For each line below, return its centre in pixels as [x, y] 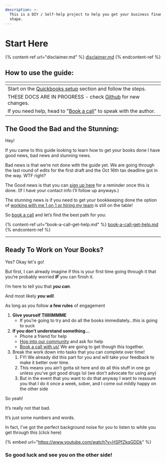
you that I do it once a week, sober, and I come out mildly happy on [88, 383]
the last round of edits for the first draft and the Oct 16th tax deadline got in [82, 170]
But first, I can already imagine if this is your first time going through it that [81, 271]
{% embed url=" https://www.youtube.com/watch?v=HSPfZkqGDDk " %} [78, 442]
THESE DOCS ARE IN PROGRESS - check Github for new [74, 97]
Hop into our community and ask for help [62, 341]
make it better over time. [44, 362]
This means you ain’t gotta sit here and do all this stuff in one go [85, 367]
